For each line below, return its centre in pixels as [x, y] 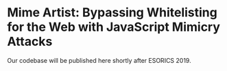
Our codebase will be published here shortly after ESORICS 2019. [99, 60]
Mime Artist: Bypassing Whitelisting [112, 13]
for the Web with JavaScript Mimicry [114, 27]
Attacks [30, 42]
